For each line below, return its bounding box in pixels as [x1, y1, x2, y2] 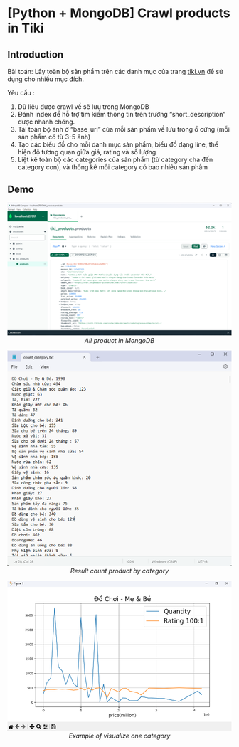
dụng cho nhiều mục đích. [7, 75, 84, 83]
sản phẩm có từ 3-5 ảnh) [17, 133, 91, 141]
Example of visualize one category [68, 731, 171, 741]
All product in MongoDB [84, 336, 155, 344]
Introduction [7, 48, 64, 60]
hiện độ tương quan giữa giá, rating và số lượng [17, 148, 156, 156]
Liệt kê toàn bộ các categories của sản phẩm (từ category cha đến [17, 155, 213, 164]
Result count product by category [70, 567, 169, 576]
